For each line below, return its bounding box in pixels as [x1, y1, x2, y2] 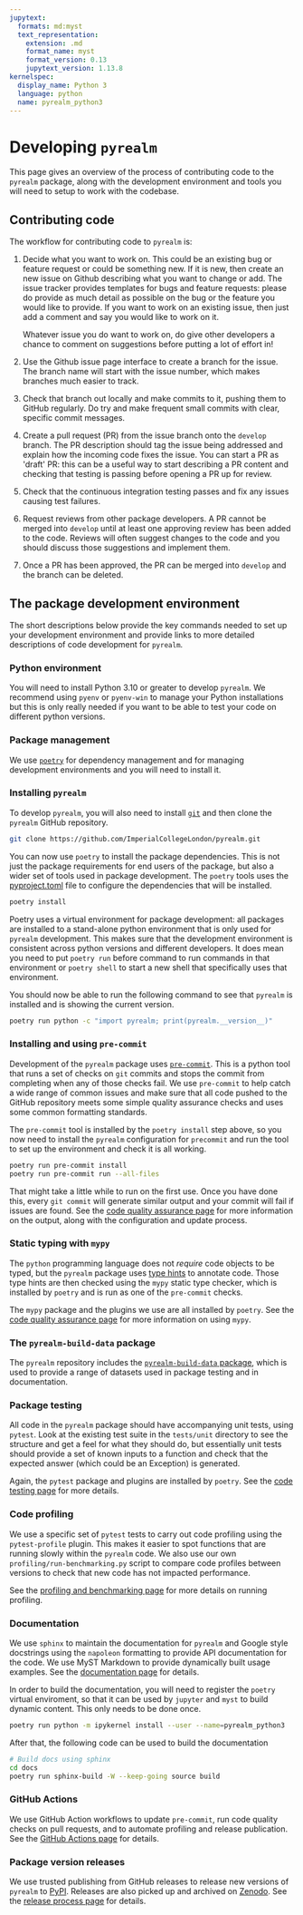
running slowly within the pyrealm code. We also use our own [9, 1548, 237, 1559]
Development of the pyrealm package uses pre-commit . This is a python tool [9, 1058, 291, 1069]
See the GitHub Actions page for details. [9, 1832, 160, 1843]
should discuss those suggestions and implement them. [22, 542, 231, 553]
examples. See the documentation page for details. [9, 1666, 200, 1677]
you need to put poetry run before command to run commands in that [9, 952, 270, 963]
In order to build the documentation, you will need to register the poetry [9, 1684, 276, 1695]
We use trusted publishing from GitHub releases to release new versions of [9, 1876, 289, 1887]
